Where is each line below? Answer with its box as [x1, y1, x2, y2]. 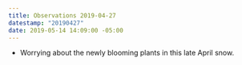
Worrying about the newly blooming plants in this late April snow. [19, 48, 235, 58]
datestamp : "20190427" [8, 19, 84, 27]
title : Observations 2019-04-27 [8, 11, 116, 20]
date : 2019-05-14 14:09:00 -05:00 [8, 26, 124, 34]
